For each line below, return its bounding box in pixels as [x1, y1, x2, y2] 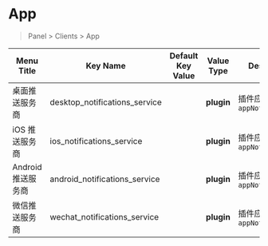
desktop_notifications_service [49, 97, 162, 108]
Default [169, 50, 199, 61]
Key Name [85, 60, 126, 71]
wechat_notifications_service [49, 211, 160, 222]
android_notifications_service [49, 173, 160, 184]
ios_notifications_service [49, 135, 143, 146]
